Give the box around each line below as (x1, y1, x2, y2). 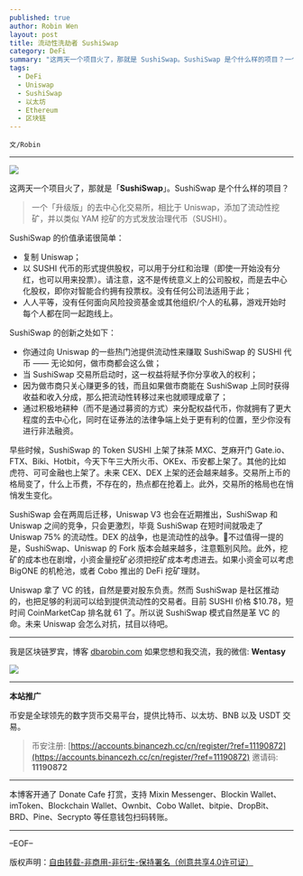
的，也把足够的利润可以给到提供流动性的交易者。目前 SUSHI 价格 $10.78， (9, 596, 286, 607)
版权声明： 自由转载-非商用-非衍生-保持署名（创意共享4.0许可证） (9, 857, 254, 868)
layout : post (9, 30, 59, 39)
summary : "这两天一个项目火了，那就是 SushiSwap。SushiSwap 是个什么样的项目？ (9, 55, 286, 64)
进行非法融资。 (22, 425, 78, 436)
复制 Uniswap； (22, 252, 82, 263)
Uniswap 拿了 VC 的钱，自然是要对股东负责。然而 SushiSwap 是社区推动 (9, 584, 280, 596)
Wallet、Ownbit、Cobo (90, 800, 177, 811)
